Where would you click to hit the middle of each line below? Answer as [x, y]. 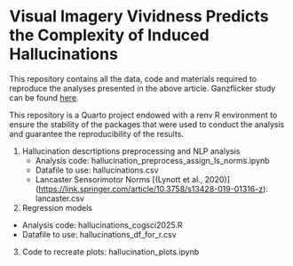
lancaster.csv [59, 198]
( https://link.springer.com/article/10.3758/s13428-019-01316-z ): [152, 189]
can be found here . [44, 97]
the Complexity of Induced [110, 35]
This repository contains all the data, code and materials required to [133, 78]
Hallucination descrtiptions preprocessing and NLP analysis [131, 151]
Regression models [57, 207]
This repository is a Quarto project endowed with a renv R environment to [143, 115]
